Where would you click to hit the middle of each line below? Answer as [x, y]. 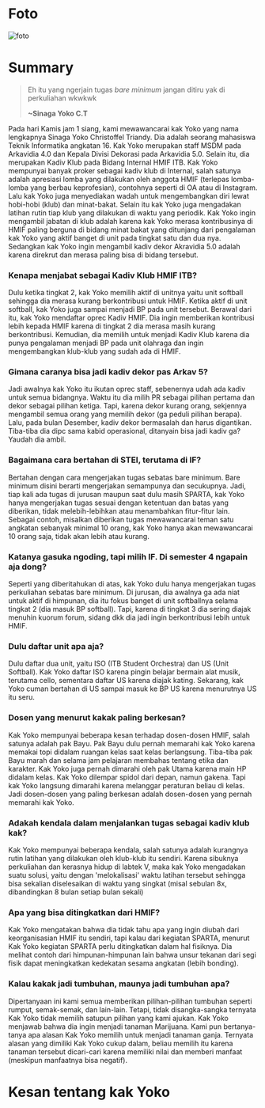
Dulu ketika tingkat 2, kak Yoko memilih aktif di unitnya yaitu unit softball [126, 293]
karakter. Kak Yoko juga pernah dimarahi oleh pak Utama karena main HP [127, 768]
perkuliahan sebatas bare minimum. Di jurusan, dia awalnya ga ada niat [124, 592]
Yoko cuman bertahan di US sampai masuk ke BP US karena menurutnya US [132, 689]
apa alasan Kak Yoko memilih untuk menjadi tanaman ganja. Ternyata [141, 1034]
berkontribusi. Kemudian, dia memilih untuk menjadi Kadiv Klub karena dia [129, 335]
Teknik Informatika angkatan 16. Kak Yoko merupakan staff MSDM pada [125, 145]
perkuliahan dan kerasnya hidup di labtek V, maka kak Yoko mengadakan [127, 867]
